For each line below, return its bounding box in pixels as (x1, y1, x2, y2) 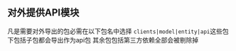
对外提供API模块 (7, 6, 80, 19)
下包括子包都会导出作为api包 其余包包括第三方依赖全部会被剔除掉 (7, 35, 199, 44)
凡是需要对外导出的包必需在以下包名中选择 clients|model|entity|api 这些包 (7, 27, 229, 35)
